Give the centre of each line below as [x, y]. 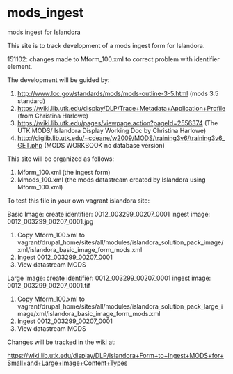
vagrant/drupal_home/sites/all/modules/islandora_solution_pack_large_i [120, 306]
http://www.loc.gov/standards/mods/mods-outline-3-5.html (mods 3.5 [118, 93]
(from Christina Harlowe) [53, 116]
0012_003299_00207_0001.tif [49, 285]
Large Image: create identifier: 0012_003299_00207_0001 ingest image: [109, 278]
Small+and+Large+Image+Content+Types [67, 363]
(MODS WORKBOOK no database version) [105, 145]
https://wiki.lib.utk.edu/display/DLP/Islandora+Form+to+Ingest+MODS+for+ [115, 355]
